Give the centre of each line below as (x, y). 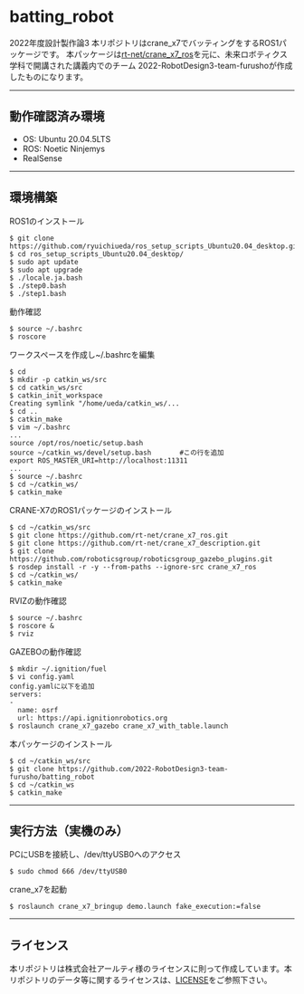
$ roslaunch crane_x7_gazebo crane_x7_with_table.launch (119, 726)
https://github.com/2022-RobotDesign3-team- (143, 769)
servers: (26, 694)
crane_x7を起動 (38, 890)
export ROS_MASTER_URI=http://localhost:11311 (99, 460)
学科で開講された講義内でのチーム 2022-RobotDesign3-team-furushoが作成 (151, 65)
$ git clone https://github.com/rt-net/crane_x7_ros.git (119, 535)
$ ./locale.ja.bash (46, 278)
